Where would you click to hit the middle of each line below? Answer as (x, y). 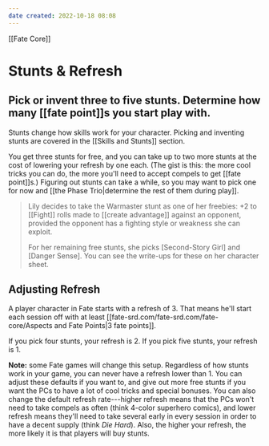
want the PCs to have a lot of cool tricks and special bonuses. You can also (132, 391)
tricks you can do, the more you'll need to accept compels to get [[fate (125, 173)
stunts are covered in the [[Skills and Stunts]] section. (97, 140)
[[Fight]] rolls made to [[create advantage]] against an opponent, (134, 214)
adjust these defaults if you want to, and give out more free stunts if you (127, 383)
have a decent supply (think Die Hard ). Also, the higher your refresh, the (127, 425)
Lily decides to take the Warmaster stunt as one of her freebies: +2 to (143, 206)
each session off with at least (57, 317)
